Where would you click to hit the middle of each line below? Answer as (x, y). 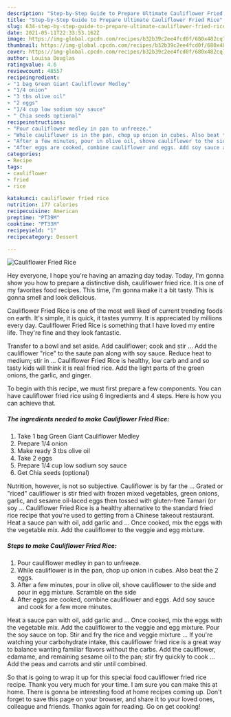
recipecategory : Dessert (43, 237)
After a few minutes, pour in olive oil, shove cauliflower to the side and (117, 585)
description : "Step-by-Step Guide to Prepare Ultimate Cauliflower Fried (115, 13)
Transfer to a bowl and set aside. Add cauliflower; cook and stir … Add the (112, 346)
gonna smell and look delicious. (52, 298)
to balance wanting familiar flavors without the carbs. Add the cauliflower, (112, 650)
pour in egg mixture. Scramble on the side (77, 593)
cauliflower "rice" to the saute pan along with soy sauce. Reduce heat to (109, 353)
